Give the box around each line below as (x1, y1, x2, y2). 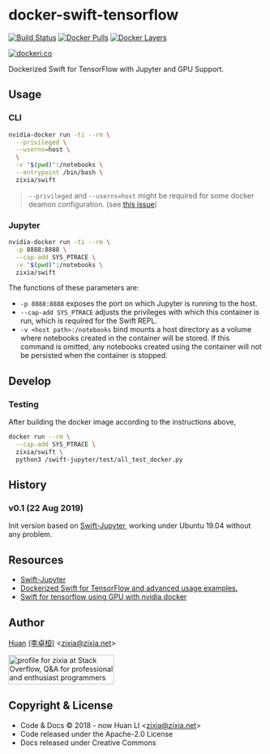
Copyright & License (8, 699, 114, 713)
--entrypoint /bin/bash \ (15, 168, 104, 177)
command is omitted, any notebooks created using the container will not (19, 342, 262, 351)
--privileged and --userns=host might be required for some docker (28, 190, 255, 200)
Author (8, 616, 45, 630)
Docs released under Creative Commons (19, 738, 156, 747)
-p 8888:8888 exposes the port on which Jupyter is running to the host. (19, 299, 258, 308)
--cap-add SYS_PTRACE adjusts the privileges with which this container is (19, 307, 259, 317)
